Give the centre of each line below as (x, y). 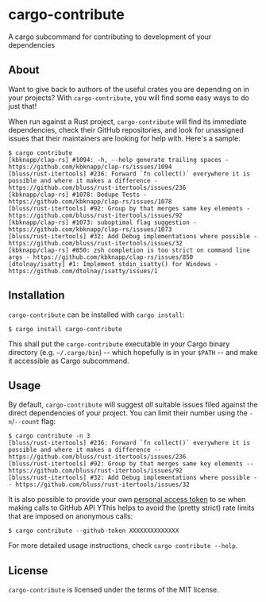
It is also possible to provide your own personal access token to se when (127, 500)
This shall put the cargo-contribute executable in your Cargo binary (119, 344)
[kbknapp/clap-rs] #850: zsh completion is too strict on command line (129, 250)
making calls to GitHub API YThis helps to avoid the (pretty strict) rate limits (132, 508)
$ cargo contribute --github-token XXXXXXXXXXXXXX (94, 531)
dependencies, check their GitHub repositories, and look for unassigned (126, 129)
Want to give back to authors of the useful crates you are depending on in (129, 89)
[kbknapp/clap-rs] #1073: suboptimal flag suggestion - (102, 222)
